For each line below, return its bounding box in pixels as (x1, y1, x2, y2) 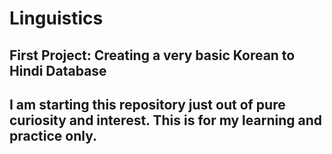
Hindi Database (9, 62, 107, 79)
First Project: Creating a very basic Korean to (9, 47, 296, 64)
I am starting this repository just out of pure (9, 96, 286, 113)
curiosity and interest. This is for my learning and (9, 112, 323, 129)
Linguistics (9, 7, 104, 30)
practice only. (9, 127, 97, 144)
